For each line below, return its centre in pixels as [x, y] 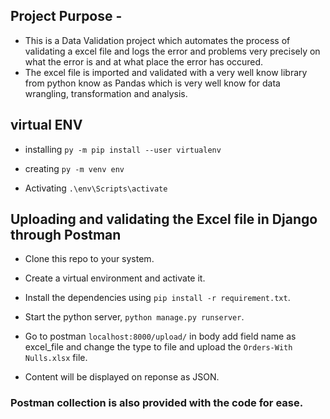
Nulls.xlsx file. [56, 358]
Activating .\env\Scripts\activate [96, 188]
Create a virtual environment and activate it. [115, 278]
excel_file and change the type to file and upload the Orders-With [158, 347]
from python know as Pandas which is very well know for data [152, 83]
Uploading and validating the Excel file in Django [164, 219]
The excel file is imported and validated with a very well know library [166, 72]
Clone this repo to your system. [89, 259]
